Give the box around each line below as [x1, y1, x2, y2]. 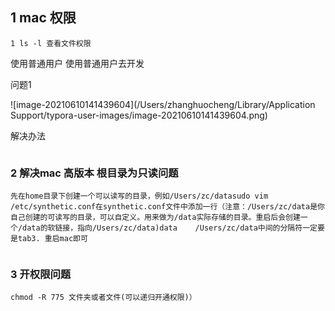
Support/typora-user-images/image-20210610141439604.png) [10, 109, 268, 121]
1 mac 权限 [10, 9, 77, 27]
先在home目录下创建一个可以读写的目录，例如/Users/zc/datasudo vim [10, 191, 269, 202]
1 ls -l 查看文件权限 [10, 38, 92, 48]
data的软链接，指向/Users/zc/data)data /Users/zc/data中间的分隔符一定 [22, 223, 318, 233]
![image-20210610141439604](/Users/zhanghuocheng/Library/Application [10, 98, 316, 110]
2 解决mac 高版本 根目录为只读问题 [10, 166, 179, 180]
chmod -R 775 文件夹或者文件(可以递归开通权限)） [10, 293, 197, 303]
